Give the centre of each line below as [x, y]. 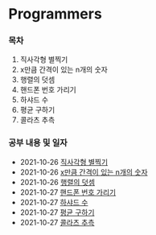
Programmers [55, 14]
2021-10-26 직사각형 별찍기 [64, 162]
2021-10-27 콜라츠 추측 [57, 222]
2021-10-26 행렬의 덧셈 [57, 182]
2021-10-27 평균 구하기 [57, 212]
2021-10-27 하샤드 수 [54, 202]
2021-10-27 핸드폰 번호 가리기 [68, 192]
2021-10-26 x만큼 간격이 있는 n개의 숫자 [84, 172]
